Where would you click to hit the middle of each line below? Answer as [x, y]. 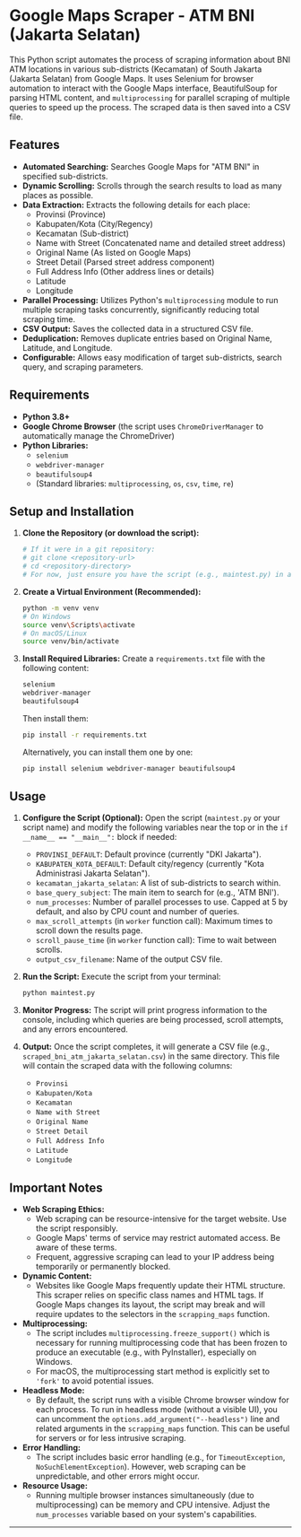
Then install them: [56, 718]
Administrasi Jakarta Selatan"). [93, 873]
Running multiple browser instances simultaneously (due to [145, 1496]
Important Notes [56, 1188]
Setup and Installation [72, 511]
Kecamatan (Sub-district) [82, 233]
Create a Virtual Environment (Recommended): [112, 591]
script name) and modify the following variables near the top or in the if [155, 827]
